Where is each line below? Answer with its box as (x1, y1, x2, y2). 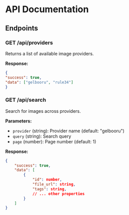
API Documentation (5, 4, 89, 15)
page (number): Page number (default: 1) (12, 138, 97, 144)
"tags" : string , (32, 187, 67, 192)
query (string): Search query (12, 133, 72, 139)
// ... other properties (32, 191, 85, 196)
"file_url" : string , (32, 182, 76, 187)
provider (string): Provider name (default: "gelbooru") (12, 128, 125, 134)
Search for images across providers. (5, 108, 81, 114)
